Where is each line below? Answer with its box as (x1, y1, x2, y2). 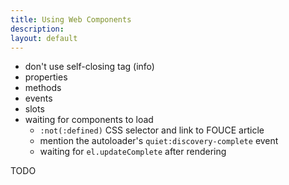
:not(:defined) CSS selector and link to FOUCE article (39, 124, 265, 136)
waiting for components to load (24, 114, 154, 126)
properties (24, 71, 68, 83)
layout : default (10, 33, 78, 43)
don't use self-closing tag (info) (24, 61, 155, 73)
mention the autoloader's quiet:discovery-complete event (39, 135, 279, 147)
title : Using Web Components (10, 14, 132, 25)
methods (24, 82, 62, 94)
